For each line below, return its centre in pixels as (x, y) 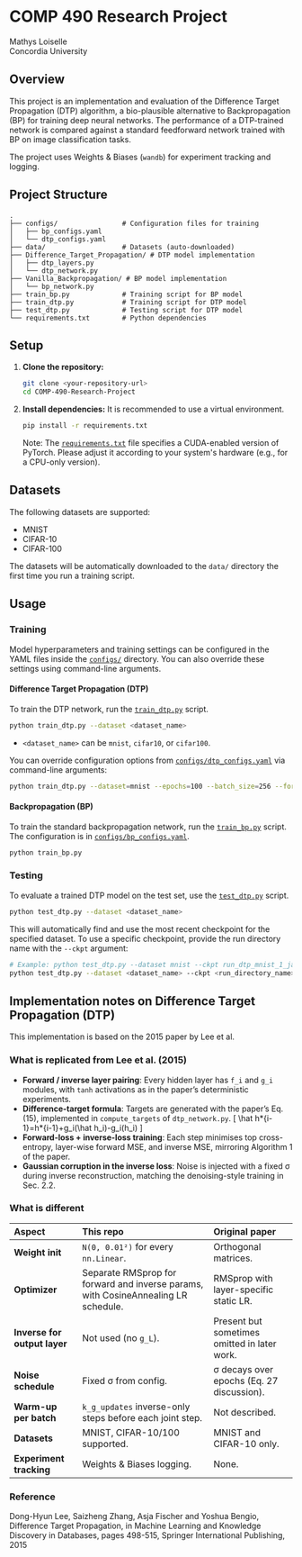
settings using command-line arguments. (85, 668)
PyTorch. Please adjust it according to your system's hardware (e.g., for (155, 453)
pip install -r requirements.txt (85, 426)
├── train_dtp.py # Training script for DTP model (128, 302)
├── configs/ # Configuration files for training (134, 223)
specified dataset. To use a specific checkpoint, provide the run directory (145, 938)
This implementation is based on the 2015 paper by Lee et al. (122, 1036)
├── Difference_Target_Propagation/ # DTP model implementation (132, 255)
